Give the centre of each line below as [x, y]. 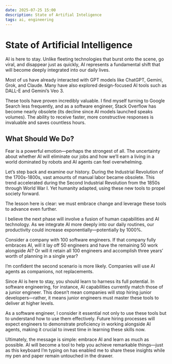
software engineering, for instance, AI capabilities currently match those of [84, 287]
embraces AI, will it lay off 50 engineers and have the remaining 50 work [82, 245]
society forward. [23, 194]
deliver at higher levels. [30, 304]
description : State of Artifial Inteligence [53, 15]
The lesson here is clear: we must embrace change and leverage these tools [86, 204]
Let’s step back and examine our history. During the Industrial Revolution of [84, 172]
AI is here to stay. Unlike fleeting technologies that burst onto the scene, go [85, 59]
